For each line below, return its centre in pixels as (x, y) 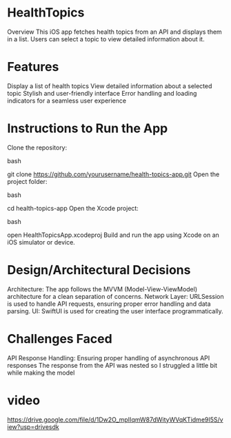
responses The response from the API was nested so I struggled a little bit (112, 365)
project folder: (27, 181)
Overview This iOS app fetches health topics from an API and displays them (114, 32)
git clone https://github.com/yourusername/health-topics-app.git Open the (113, 174)
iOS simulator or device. (41, 242)
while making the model (41, 373)
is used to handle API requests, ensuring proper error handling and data (109, 304)
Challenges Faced (60, 338)
